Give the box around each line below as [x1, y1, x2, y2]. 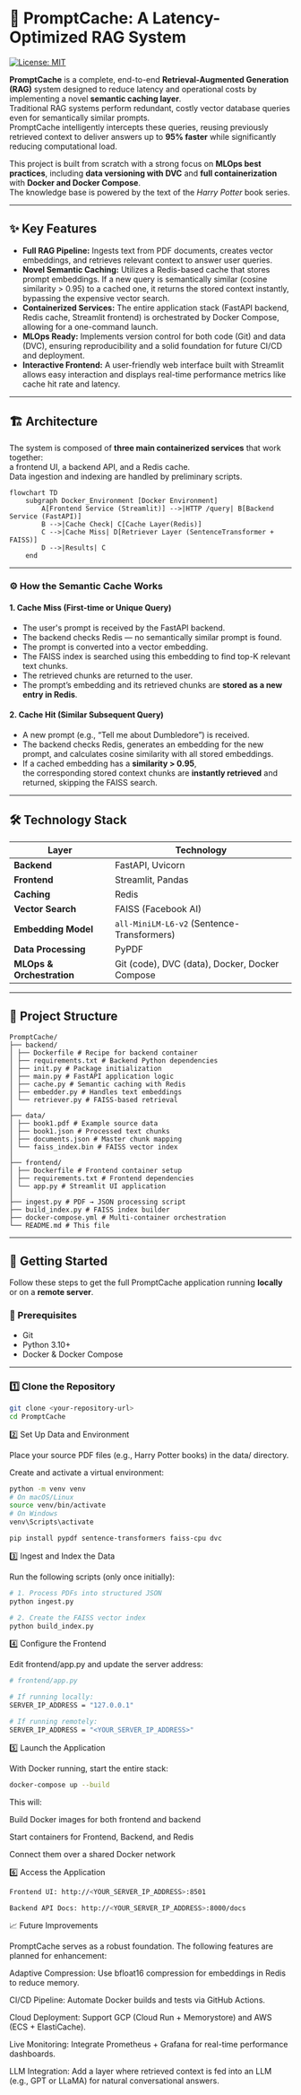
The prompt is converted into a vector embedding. [21, 641, 209, 652]
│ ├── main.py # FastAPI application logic [9, 1072, 175, 1081]
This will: [9, 1796, 42, 1807]
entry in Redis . [21, 689, 78, 700]
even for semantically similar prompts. [9, 112, 150, 123]
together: [9, 452, 43, 463]
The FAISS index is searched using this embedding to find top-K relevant [21, 650, 291, 662]
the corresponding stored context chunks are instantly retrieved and [21, 767, 279, 778]
